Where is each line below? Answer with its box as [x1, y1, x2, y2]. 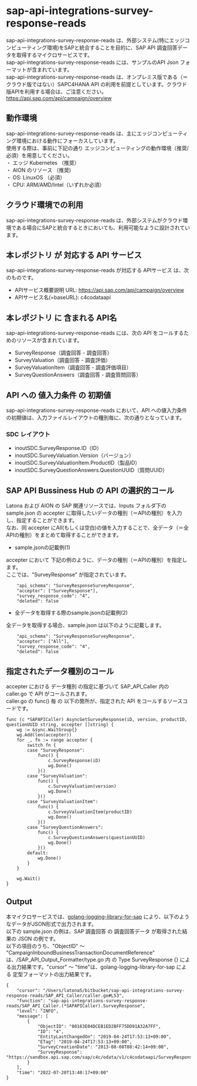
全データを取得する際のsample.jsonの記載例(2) [14, 609, 128, 617]
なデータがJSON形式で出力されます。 [6, 920, 97, 928]
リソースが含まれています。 [16, 337, 83, 344]
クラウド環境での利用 [6, 200, 83, 210]
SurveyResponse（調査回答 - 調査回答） [14, 349, 113, 356]
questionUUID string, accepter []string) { [6, 722, 114, 728]
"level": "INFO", [16, 1008, 59, 1014]
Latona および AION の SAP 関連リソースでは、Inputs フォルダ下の [6, 502, 167, 509]
